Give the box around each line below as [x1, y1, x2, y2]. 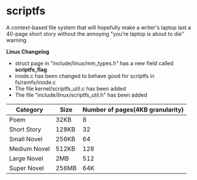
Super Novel [9, 164, 44, 172]
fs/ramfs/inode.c [14, 79, 56, 86]
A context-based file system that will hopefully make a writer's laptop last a [6, 24, 191, 31]
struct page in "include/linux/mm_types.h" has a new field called [14, 60, 174, 67]
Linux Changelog [6, 48, 50, 55]
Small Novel [9, 135, 43, 143]
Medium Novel [9, 144, 50, 153]
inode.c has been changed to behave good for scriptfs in [14, 72, 155, 79]
